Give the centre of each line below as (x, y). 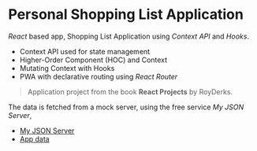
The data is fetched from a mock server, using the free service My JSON (126, 107)
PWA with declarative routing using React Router (99, 76)
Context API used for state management (85, 51)
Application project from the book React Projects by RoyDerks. (130, 91)
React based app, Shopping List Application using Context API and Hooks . (129, 36)
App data (34, 138)
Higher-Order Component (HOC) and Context (93, 60)
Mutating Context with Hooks (67, 68)
